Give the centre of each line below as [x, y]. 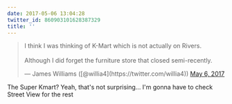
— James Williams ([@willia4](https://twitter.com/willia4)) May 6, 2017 [124, 74]
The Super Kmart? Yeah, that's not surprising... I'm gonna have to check [110, 87]
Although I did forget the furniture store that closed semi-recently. [118, 61]
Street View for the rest [41, 94]
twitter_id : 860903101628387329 [54, 20]
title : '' [21, 26]
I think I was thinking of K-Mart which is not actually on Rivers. [113, 46]
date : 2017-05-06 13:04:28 [46, 13]
